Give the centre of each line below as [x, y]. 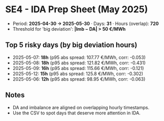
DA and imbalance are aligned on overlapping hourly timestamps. [81, 107]
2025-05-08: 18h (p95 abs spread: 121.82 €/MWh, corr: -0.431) [79, 63]
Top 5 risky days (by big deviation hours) [71, 45]
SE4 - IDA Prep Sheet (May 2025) [77, 9]
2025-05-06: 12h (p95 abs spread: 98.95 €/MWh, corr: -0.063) [79, 79]
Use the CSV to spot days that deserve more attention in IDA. [76, 113]
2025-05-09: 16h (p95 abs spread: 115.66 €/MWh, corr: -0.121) [78, 68]
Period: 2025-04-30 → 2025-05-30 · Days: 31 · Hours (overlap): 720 [86, 23]
